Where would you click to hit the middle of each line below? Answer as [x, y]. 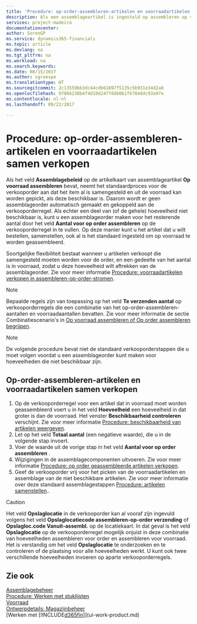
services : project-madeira [39, 22]
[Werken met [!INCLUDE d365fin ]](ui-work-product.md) [73, 615]
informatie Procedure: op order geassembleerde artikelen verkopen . [97, 466]
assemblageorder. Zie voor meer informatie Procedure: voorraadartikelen [94, 272]
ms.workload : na [26, 61]
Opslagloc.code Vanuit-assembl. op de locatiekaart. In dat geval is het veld [98, 526]
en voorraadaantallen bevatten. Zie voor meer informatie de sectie [109, 314]
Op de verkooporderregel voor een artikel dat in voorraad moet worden [100, 404]
